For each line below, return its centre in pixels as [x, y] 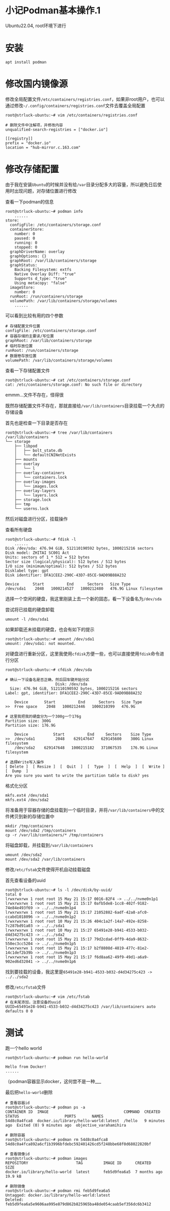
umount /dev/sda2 [24, 855]
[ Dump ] [17, 771]
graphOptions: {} [28, 256]
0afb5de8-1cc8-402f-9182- [121, 903]
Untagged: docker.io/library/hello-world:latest [58, 1195]
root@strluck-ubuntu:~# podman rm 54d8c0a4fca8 [57, 1139]
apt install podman [26, 62]
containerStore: [27, 229]
